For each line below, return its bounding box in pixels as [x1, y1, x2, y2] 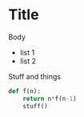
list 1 [19, 47, 35, 57]
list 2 [19, 56, 37, 66]
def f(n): [8, 87, 42, 95]
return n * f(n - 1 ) [22, 95, 78, 103]
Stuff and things [8, 71, 62, 81]
